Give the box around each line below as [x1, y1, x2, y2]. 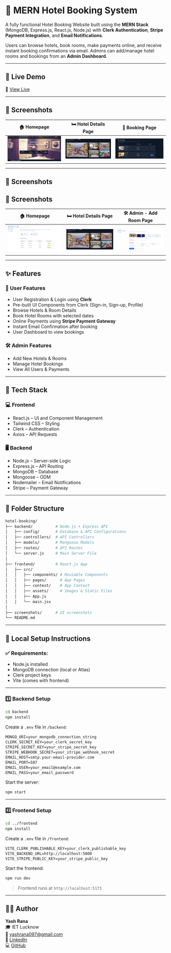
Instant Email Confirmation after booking [12, 323, 98, 330]
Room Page [128, 217, 153, 223]
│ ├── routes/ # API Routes [5, 545, 83, 550]
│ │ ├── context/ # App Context [5, 583, 90, 588]
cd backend [5, 709, 28, 715]
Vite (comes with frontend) [12, 678, 69, 684]
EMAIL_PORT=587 [5, 760, 38, 765]
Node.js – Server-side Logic [12, 458, 71, 464]
